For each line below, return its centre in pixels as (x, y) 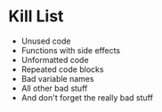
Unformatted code (55, 60)
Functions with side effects (71, 50)
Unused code (46, 41)
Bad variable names (57, 78)
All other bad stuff (54, 88)
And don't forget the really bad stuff (87, 97)
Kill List (36, 16)
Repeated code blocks (62, 69)
